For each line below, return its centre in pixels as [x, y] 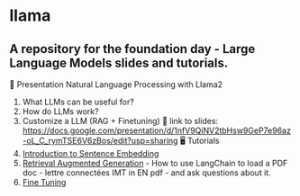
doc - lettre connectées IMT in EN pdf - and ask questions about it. [147, 173]
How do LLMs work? [60, 111]
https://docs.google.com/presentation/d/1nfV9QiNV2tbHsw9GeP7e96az [156, 130]
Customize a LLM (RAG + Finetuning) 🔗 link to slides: [120, 121]
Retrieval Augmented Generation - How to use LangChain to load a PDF [155, 163]
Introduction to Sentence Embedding [91, 153]
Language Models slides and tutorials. [119, 62]
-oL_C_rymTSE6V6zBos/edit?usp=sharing [100, 141]
